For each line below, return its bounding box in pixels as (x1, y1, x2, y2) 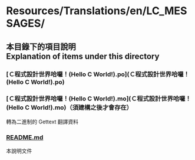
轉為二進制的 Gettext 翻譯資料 (6, 118, 78, 125)
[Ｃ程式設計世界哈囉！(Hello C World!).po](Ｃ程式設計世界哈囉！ (6, 70, 190, 78)
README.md (6, 133, 44, 141)
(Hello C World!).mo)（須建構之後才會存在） (6, 103, 133, 112)
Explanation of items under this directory (6, 51, 160, 61)
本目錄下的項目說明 (6, 41, 76, 51)
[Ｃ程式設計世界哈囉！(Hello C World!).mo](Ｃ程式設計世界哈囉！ (6, 94, 191, 103)
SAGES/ (6, 17, 45, 30)
